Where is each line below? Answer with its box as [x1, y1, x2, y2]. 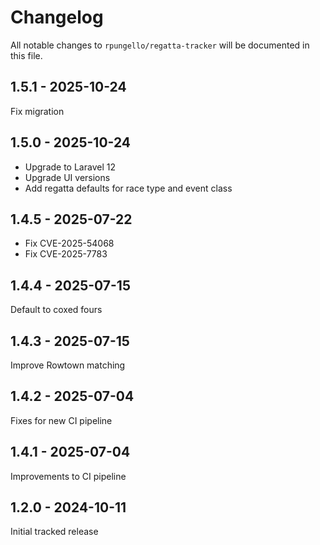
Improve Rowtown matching [10, 359, 126, 371]
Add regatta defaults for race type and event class [24, 182, 233, 194]
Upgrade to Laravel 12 [24, 161, 116, 173]
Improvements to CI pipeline [10, 470, 127, 482]
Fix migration [10, 105, 65, 117]
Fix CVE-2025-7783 [24, 248, 108, 260]
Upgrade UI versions [24, 171, 111, 183]
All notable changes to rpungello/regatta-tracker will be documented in [10, 39, 310, 51]
